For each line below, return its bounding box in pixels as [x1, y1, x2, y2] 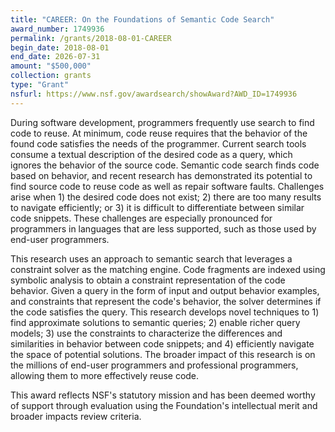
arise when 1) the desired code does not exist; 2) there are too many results [10, 191, 322, 203]
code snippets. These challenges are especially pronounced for [10, 212, 273, 224]
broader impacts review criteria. [10, 410, 142, 422]
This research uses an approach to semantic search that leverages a [10, 252, 293, 265]
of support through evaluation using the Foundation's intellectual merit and [10, 399, 318, 411]
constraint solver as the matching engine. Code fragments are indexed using [10, 263, 326, 275]
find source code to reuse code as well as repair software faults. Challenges [10, 180, 325, 192]
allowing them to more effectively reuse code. [10, 369, 200, 381]
